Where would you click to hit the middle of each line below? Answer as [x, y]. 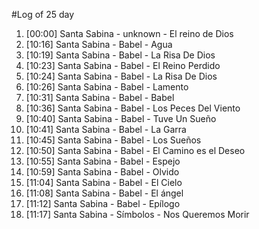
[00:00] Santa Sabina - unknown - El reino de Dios [129, 33]
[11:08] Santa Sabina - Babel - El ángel [104, 193]
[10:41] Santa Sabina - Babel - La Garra [106, 129]
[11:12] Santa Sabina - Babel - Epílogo [103, 203]
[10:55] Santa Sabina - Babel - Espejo [103, 161]
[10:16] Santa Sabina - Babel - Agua [99, 44]
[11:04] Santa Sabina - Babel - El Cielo [104, 182]
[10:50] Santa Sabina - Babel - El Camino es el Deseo [135, 150]
